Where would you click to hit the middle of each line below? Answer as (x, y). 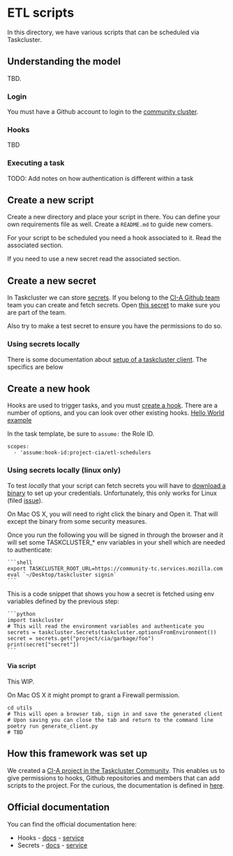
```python (22, 614)
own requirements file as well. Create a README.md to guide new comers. (110, 224)
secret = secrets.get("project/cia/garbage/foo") (81, 638)
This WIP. (21, 681)
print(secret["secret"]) (43, 644)
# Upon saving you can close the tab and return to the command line (111, 720)
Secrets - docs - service (52, 845)
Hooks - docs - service (51, 837)
